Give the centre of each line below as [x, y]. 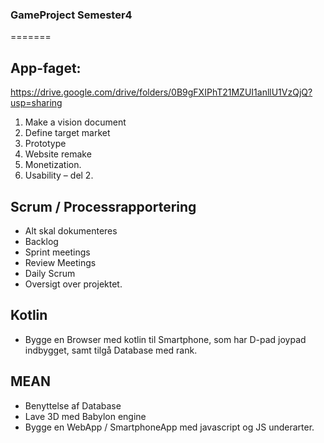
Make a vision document [75, 122]
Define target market [67, 133]
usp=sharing [36, 103]
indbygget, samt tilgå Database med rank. [111, 350]
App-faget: [46, 68]
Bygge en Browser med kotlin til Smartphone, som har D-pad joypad [165, 339]
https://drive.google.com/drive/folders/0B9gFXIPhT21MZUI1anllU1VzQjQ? [161, 92]
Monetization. [53, 165]
